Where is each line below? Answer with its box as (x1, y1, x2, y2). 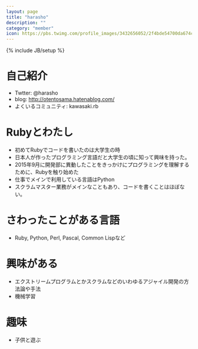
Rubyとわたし (6, 125, 74, 139)
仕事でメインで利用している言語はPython (14, 176, 115, 183)
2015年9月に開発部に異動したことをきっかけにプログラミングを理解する (14, 161, 190, 168)
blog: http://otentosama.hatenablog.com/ (14, 96, 115, 103)
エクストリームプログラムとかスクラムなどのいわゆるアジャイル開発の (14, 277, 184, 285)
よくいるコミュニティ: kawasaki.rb (14, 103, 99, 110)
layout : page (6, 8, 38, 15)
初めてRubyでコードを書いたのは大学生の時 (14, 146, 121, 153)
